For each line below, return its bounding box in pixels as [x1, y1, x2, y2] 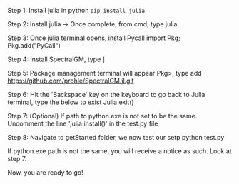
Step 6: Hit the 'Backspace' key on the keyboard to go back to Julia [7, 91, 205, 98]
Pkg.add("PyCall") [7, 41, 61, 49]
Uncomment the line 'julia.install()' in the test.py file [7, 119, 158, 128]
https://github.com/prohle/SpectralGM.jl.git [7, 76, 134, 85]
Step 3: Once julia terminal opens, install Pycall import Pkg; [7, 34, 180, 42]
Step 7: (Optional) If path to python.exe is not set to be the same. [7, 112, 198, 120]
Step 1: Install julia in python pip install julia [7, 6, 145, 14]
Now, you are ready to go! [7, 168, 83, 177]
